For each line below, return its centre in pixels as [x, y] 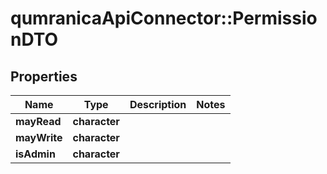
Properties [44, 76]
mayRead [38, 121]
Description [158, 104]
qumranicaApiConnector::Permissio [164, 18]
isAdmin [35, 154]
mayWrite [39, 137]
